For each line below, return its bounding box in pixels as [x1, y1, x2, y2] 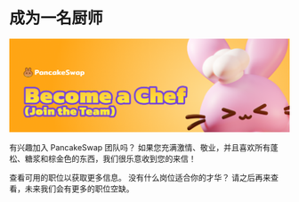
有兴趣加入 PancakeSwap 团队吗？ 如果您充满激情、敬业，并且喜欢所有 [9, 141, 271, 152]
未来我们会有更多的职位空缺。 [24, 183, 134, 194]
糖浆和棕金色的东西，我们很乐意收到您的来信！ [24, 153, 197, 164]
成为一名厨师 [9, 8, 104, 28]
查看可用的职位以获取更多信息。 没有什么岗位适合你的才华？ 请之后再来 [9, 172, 271, 182]
